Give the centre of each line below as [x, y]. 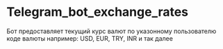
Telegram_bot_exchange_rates [98, 12]
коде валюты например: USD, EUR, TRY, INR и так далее [90, 38]
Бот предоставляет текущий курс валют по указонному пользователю [111, 31]
